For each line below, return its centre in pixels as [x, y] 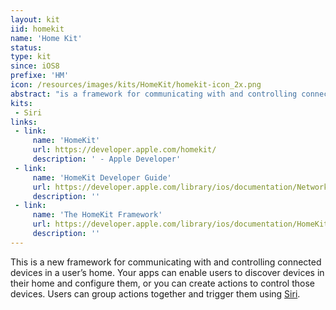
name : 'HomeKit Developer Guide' [102, 177]
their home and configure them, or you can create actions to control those [162, 283]
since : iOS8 [35, 66]
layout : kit [35, 19]
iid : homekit [37, 29]
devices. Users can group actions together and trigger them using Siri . [155, 293]
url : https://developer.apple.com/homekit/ [124, 150]
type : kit [31, 57]
